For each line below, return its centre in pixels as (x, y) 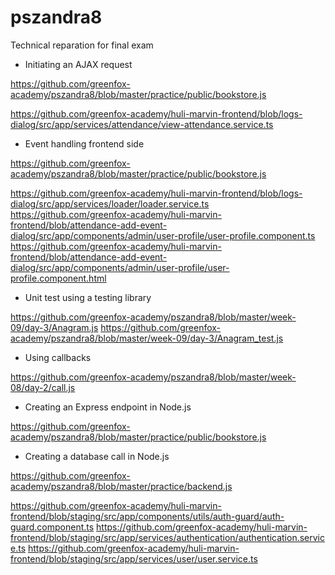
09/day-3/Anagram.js (54, 327)
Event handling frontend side (84, 143)
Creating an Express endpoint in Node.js (108, 407)
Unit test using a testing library (88, 297)
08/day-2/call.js (43, 387)
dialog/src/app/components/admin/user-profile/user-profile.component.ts (163, 235)
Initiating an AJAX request (78, 64)
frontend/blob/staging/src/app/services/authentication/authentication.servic (167, 537)
